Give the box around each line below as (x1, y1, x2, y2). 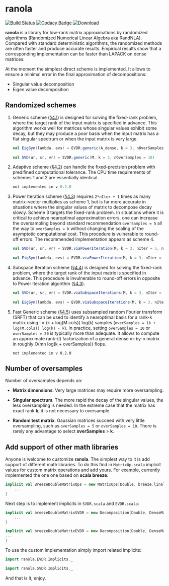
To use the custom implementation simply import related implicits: (5, 547, 142, 553)
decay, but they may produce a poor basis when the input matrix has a (12, 130, 159, 136)
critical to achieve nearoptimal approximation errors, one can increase (12, 215, 158, 221)
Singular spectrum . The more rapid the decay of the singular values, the (12, 397, 163, 403)
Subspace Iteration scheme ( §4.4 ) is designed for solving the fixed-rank (12, 264, 162, 270)
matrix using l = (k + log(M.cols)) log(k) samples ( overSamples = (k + (12, 319, 156, 325)
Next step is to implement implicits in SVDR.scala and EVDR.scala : (5, 500, 139, 506)
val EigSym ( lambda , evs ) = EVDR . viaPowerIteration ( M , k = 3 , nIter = (12, 255, 162, 260)
